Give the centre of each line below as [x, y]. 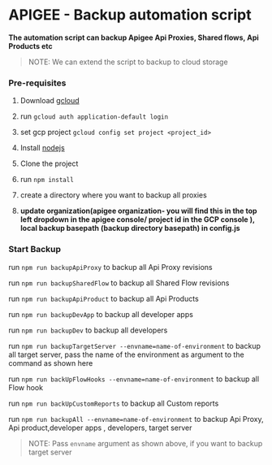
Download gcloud [50, 101]
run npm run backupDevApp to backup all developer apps [101, 314]
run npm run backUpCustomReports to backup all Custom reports [114, 403]
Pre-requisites [37, 83]
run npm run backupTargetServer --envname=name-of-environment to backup [135, 345]
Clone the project [49, 163]
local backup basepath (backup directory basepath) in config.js [130, 228]
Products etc [30, 46]
